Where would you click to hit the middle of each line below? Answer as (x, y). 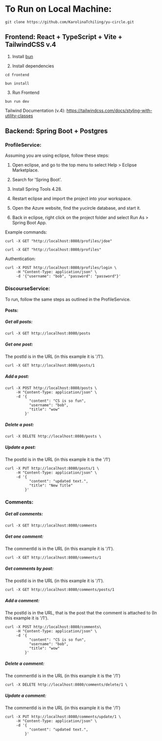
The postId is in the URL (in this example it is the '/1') (58, 459)
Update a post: (20, 447)
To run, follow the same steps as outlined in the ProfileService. (68, 299)
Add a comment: (22, 600)
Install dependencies (33, 66)
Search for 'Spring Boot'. (37, 180)
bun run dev (17, 101)
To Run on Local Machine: (58, 9)
